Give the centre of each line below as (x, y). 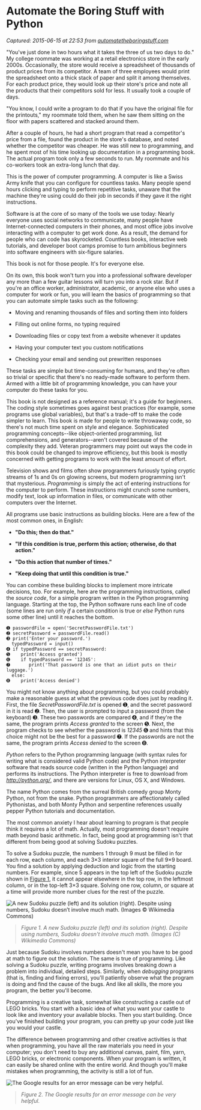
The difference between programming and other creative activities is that (97, 1039)
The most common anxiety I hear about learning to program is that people (97, 822)
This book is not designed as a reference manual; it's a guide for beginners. (100, 401)
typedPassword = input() (43, 644)
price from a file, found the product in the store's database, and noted (92, 139)
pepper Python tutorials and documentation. (61, 811)
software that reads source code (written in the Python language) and (92, 767)
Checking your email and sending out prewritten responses (88, 359)
